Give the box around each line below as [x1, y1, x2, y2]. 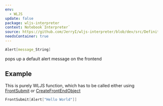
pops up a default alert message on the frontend [5, 56, 102, 62]
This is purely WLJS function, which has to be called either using [5, 82, 135, 88]
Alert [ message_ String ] [5, 47, 51, 52]
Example [5, 70, 32, 78]
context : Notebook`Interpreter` [5, 25, 70, 30]
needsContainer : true [5, 34, 49, 39]
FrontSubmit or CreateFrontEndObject [5, 88, 81, 93]
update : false [5, 16, 34, 21]
